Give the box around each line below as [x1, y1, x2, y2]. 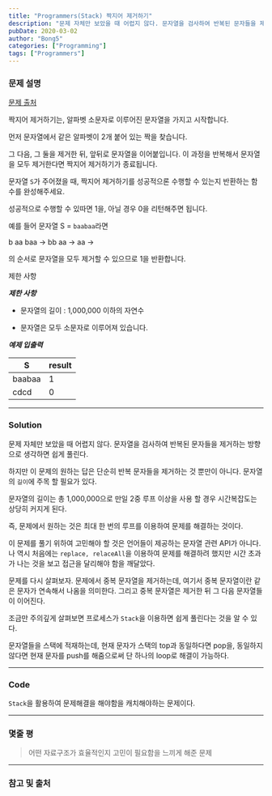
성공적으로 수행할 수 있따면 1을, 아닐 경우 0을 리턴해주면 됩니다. [8, 204, 208, 214]
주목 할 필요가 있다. [36, 476, 97, 486]
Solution [8, 419, 43, 431]
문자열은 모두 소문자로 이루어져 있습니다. [19, 323, 148, 333]
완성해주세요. [23, 187, 66, 197]
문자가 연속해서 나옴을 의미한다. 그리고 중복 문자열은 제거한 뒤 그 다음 [16, 585, 235, 595]
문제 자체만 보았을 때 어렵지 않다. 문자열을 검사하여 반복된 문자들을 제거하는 [8, 439, 246, 449]
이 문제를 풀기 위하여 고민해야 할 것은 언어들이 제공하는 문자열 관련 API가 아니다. [8, 538, 261, 547]
